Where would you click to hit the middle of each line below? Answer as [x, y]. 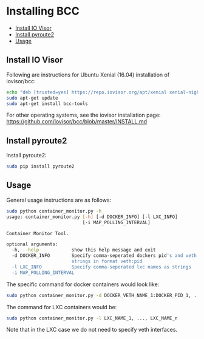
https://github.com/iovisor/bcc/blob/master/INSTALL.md [77, 122]
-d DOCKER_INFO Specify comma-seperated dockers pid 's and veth [104, 256]
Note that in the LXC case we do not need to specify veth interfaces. [92, 330]
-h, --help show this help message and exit [84, 250]
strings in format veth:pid [107, 261]
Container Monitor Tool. [38, 233]
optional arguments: [32, 244]
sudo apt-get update [32, 98]
